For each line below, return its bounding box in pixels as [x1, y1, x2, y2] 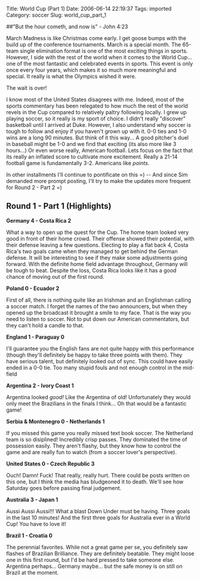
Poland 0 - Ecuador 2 [6, 284, 60, 292]
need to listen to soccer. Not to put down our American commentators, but [6, 315, 189, 323]
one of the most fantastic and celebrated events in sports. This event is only [6, 60, 193, 67]
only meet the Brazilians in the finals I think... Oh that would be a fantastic [6, 400, 187, 407]
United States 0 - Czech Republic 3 [6, 460, 95, 467]
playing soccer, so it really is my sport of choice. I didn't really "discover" [6, 115, 186, 122]
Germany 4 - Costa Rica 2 [6, 217, 72, 224]
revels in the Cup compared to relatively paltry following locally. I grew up [6, 109, 187, 115]
